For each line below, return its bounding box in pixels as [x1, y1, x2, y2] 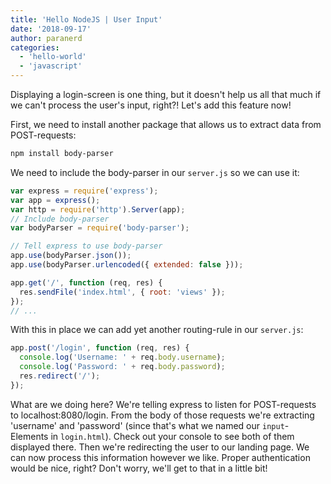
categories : [10, 42, 60, 53]
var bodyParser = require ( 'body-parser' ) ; [10, 223, 190, 233]
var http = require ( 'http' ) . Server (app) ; [10, 204, 186, 215]
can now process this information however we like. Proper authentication [10, 451, 311, 463]
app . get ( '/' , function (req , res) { [10, 277, 163, 288]
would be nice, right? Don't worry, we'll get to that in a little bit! [10, 462, 268, 474]
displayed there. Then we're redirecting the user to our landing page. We [10, 441, 310, 453]
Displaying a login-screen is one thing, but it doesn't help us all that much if [10, 89, 322, 100]
